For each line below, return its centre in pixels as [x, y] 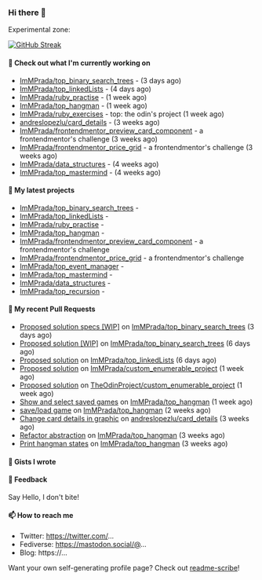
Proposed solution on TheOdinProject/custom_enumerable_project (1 [131, 385]
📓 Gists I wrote [32, 461]
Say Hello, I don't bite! [44, 497]
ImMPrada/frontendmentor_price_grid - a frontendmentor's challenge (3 [136, 147]
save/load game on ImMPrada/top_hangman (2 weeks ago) [115, 410]
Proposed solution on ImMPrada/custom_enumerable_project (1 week [132, 368]
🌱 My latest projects [41, 190]
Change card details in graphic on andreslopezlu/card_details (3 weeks [134, 418]
